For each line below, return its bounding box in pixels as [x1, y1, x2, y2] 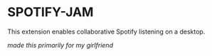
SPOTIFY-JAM [7, 4, 94, 20]
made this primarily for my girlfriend [7, 41, 114, 49]
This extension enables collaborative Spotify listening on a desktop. [7, 27, 206, 36]
